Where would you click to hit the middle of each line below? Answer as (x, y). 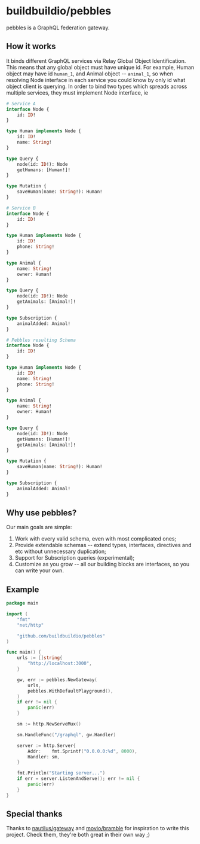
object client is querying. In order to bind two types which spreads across (97, 86)
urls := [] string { (40, 658)
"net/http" (30, 625)
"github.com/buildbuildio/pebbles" (61, 636)
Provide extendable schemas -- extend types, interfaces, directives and (103, 545)
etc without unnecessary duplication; (60, 551)
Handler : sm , (44, 757)
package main (22, 603)
